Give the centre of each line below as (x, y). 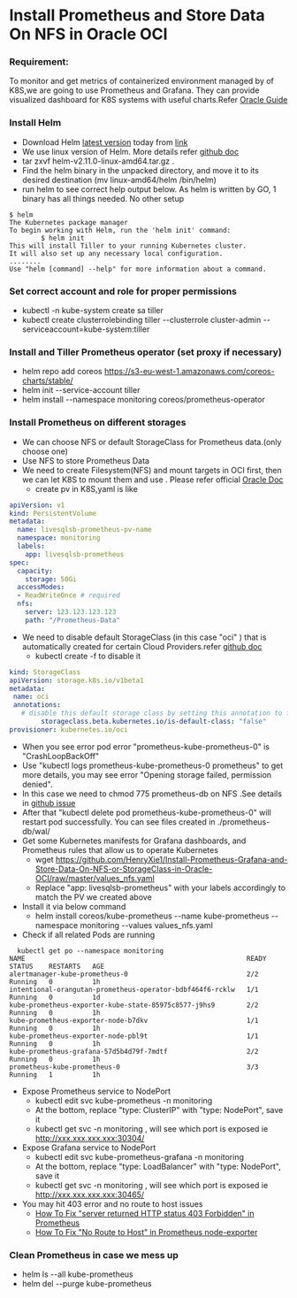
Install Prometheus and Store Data (137, 15)
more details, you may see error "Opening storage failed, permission (147, 774)
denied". (37, 784)
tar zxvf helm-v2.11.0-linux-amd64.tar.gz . (98, 161)
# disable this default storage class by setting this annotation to (152, 713)
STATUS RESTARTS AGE (57, 966)
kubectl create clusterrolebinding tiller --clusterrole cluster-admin (141, 320)
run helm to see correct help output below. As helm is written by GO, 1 (149, 189)
